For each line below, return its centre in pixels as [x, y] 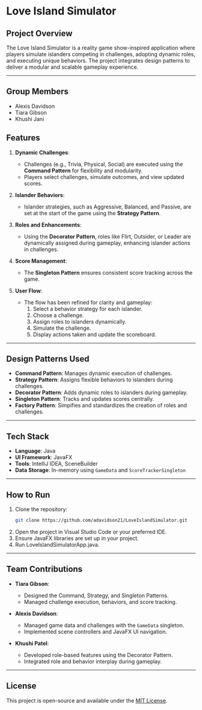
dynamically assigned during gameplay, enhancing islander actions [107, 243]
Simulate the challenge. [62, 328]
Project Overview [39, 33]
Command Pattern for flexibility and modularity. [83, 171]
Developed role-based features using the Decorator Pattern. [98, 655]
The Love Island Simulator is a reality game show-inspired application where [101, 48]
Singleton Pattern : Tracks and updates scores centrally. [84, 399]
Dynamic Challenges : [42, 152]
